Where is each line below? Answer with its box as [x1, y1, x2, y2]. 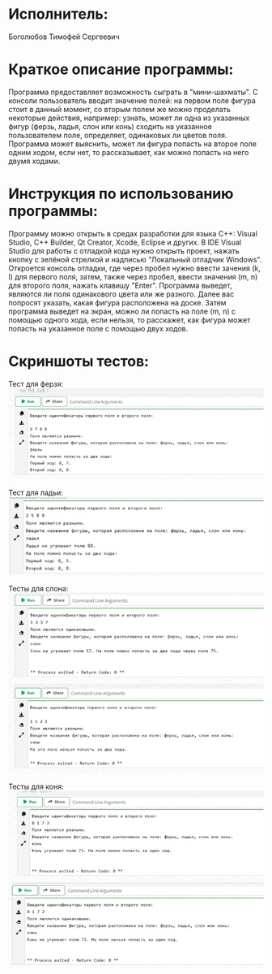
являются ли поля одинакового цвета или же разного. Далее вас [8, 289, 235, 299]
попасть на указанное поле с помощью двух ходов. [8, 323, 189, 333]
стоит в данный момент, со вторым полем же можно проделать [8, 104, 231, 114]
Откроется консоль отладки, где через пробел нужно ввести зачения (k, [8, 263, 261, 273]
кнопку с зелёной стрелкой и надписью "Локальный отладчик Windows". [8, 254, 262, 264]
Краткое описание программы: [8, 60, 234, 79]
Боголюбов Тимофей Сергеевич [8, 32, 120, 41]
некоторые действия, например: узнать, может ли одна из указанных [8, 113, 250, 123]
